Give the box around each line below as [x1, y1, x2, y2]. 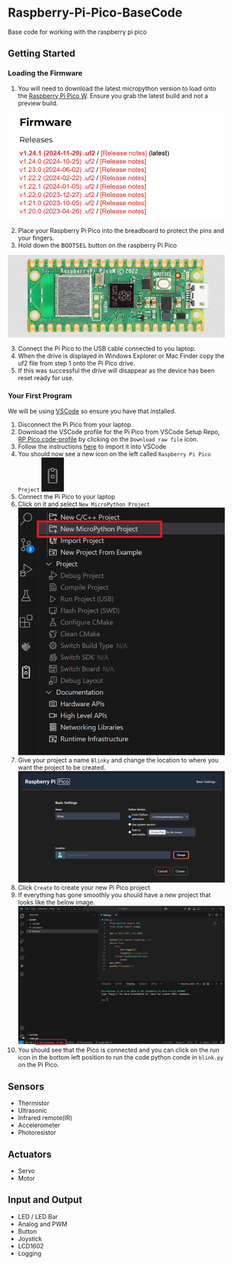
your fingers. [17, 234, 54, 242]
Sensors [8, 1080, 45, 1093]
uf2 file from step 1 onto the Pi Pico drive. [17, 359, 136, 368]
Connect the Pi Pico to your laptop [17, 492, 116, 500]
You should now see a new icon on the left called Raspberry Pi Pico [17, 449, 211, 458]
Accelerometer [17, 1121, 61, 1129]
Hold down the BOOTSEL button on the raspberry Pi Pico [17, 240, 178, 249]
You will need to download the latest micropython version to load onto [17, 84, 216, 93]
